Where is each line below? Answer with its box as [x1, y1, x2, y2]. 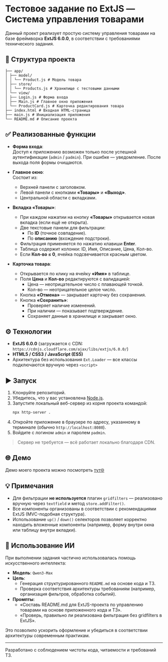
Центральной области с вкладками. [19, 194, 97, 200]
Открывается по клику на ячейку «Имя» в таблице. [19, 270, 131, 276]
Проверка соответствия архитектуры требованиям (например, [19, 586, 155, 592]
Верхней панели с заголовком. [19, 184, 86, 190]
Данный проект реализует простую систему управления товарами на [5, 30, 155, 36]
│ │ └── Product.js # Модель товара [5, 77, 81, 82]
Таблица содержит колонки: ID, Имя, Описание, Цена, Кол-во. [19, 246, 153, 252]
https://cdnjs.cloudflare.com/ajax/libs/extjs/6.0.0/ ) [12, 346, 129, 352]
